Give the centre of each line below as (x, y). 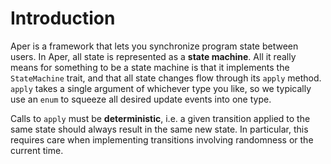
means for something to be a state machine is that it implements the (150, 67)
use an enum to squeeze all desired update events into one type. (141, 99)
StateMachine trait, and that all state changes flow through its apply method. (166, 78)
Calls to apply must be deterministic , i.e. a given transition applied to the (160, 118)
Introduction (63, 18)
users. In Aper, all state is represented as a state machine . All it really (153, 56)
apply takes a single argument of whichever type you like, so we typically (161, 88)
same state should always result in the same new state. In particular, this (159, 129)
